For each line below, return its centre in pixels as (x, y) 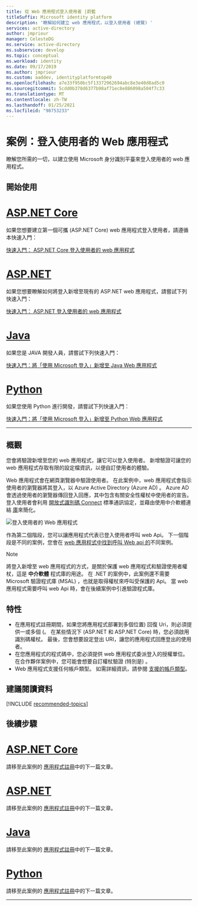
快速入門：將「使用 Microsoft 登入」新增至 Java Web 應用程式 (82, 365)
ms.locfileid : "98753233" (38, 111)
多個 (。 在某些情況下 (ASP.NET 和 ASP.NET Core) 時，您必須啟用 (110, 632)
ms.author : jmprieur (32, 72)
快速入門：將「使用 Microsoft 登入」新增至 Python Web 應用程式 (85, 419)
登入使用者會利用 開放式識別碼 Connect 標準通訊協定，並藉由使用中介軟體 (96, 503)
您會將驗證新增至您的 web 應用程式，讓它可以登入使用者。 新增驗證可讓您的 (99, 460)
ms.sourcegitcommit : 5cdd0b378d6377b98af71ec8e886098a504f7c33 (85, 89)
